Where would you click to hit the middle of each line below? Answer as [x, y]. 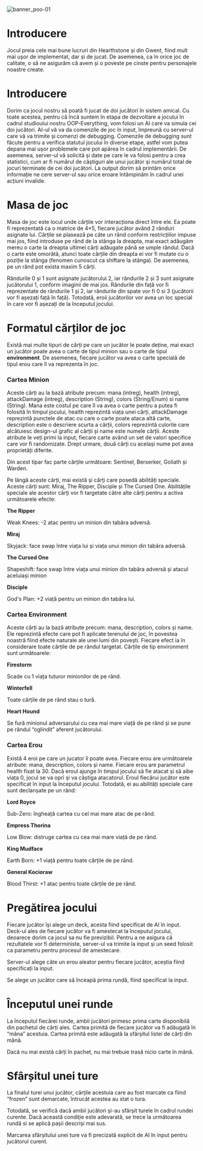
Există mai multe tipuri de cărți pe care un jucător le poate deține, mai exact [101, 345]
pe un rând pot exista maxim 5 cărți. [52, 266]
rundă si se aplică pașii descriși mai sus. [57, 1123]
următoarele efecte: [31, 499]
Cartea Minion [28, 379]
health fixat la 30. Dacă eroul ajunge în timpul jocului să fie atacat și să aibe [100, 771]
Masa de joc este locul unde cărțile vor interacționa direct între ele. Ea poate [101, 222]
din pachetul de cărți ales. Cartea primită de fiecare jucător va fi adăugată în [101, 1027]
